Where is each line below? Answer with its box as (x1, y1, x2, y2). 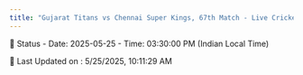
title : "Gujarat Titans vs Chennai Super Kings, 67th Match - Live (9, 13, 269, 23)
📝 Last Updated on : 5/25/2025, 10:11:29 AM (9, 55, 173, 66)
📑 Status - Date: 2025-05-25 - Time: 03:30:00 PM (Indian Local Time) (9, 38, 270, 49)
